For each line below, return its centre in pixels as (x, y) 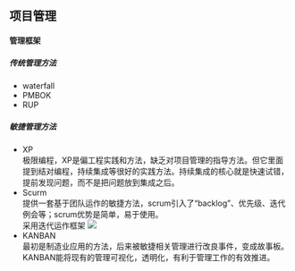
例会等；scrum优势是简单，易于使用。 (93, 214)
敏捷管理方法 (33, 126)
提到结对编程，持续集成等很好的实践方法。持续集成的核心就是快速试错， (155, 171)
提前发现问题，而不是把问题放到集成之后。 (101, 182)
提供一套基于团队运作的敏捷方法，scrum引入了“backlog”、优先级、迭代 (154, 203)
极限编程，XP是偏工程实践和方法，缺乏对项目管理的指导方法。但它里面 (153, 160)
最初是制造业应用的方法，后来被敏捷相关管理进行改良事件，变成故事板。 (155, 246)
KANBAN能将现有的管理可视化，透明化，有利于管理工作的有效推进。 (148, 257)
